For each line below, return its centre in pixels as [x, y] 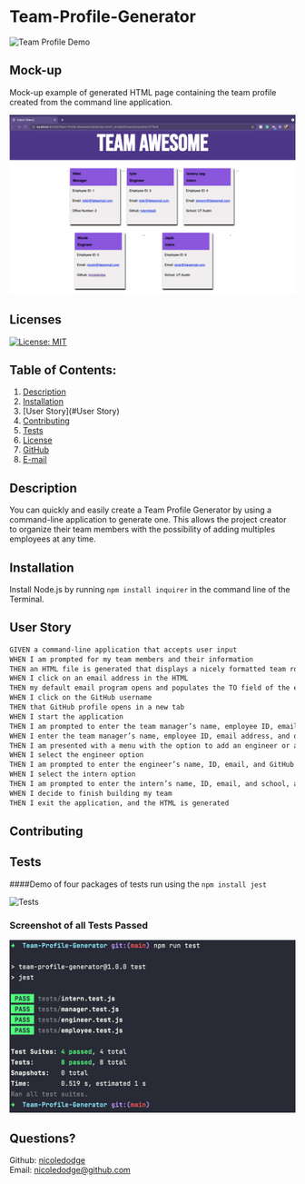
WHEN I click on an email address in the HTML [99, 679]
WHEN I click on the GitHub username [81, 698]
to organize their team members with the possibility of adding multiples [142, 530]
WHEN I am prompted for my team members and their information [132, 659]
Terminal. [27, 599]
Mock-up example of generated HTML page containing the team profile [143, 92]
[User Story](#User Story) [71, 412]
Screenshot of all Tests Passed [79, 925]
